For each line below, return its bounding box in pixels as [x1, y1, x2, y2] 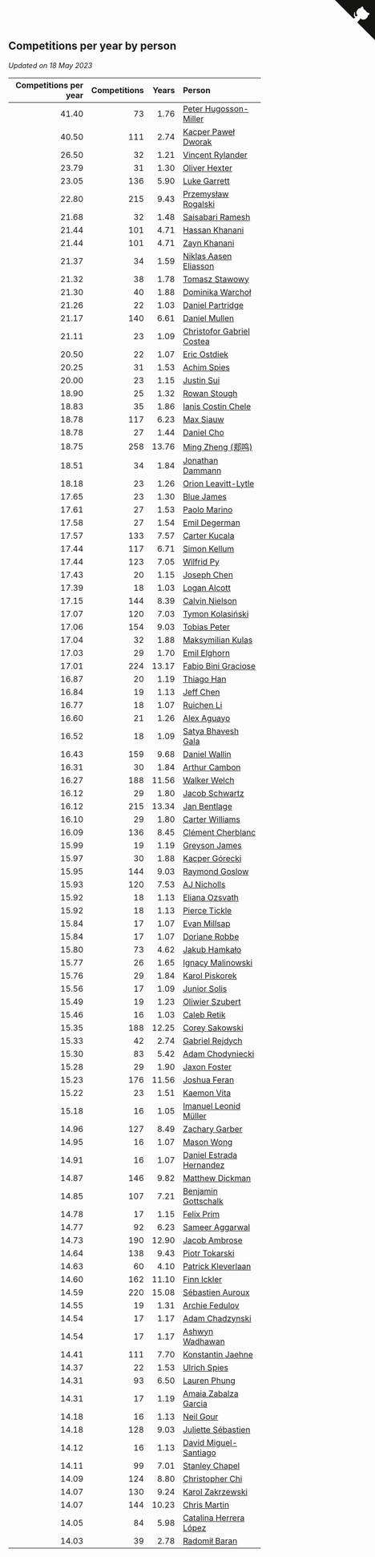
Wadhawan [183, 1336, 226, 1347]
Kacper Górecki [183, 852, 242, 863]
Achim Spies [183, 362, 230, 373]
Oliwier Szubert [183, 996, 242, 1007]
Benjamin [183, 1185, 218, 1196]
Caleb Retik [183, 1009, 226, 1020]
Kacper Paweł [183, 126, 235, 137]
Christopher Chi [183, 1473, 243, 1484]
